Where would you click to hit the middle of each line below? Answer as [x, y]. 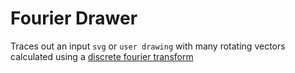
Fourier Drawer [74, 18]
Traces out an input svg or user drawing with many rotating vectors [148, 46]
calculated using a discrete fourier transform [102, 56]
